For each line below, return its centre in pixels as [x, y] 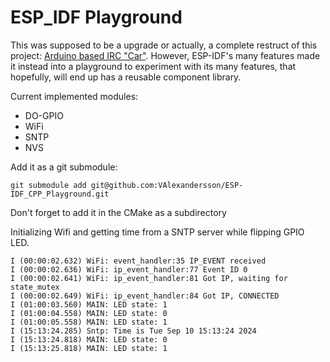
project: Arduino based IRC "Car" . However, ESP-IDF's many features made [165, 55]
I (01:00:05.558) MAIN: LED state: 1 [89, 322]
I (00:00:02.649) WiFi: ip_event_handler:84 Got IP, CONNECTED [145, 296]
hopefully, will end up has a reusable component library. [126, 77]
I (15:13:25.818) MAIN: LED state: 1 [89, 348]
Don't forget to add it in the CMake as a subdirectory [118, 212]
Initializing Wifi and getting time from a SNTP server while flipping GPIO [157, 232]
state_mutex [35, 287]
